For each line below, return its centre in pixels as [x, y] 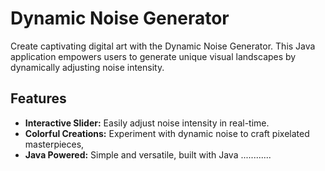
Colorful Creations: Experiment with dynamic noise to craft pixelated [167, 133]
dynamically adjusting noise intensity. [87, 67]
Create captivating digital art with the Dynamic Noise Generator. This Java [163, 46]
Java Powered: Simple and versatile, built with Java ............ [148, 154]
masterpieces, [54, 144]
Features [38, 98]
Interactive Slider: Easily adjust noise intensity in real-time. [147, 123]
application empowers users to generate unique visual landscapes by [153, 56]
